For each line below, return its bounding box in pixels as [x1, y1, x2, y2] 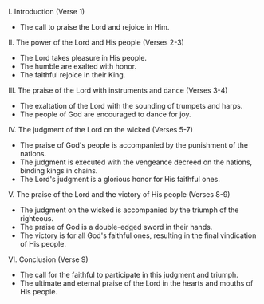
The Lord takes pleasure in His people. [19, 53, 148, 62]
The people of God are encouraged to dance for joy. [19, 109, 191, 119]
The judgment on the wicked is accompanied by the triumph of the [19, 205, 239, 215]
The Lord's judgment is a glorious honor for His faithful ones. [19, 175, 221, 184]
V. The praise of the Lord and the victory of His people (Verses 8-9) [8, 190, 231, 199]
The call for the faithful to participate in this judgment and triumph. [19, 270, 239, 279]
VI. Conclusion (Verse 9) [8, 255, 89, 264]
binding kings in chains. [19, 166, 98, 175]
